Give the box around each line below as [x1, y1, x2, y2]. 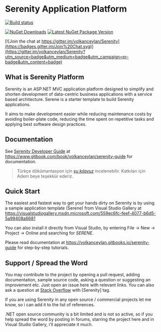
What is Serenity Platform [5, 73, 84, 81]
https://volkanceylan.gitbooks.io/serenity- [66, 240, 150, 245]
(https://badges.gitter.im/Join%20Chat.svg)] [5, 43, 94, 49]
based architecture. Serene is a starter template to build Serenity [5, 96, 134, 102]
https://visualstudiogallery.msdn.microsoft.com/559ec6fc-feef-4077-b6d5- [5, 210, 156, 216]
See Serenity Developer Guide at [5, 148, 70, 154]
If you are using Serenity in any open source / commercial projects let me [5, 297, 151, 302]
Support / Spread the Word [5, 259, 88, 267]
